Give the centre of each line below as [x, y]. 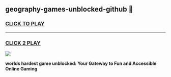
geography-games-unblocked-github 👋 [69, 9]
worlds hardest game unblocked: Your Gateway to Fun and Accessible [81, 63]
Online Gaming [21, 68]
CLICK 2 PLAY [23, 43]
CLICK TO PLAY [25, 24]
